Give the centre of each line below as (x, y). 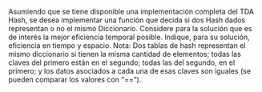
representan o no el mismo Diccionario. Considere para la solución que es (130, 28)
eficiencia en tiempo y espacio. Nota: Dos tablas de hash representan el (127, 46)
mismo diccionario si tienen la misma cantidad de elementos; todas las (125, 54)
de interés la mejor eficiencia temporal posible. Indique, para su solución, (129, 37)
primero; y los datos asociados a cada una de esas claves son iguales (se (129, 71)
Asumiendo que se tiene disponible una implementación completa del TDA (131, 12)
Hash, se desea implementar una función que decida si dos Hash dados (127, 20)
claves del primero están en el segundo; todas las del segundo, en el (122, 62)
